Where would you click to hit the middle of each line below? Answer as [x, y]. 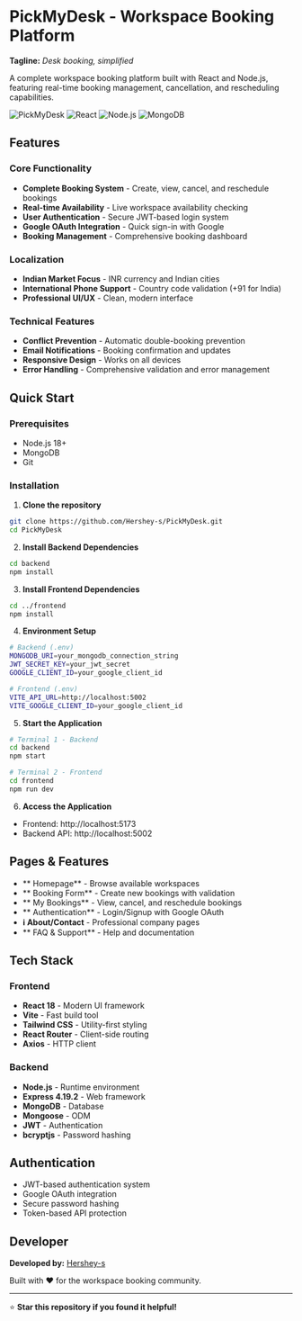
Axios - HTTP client [59, 1044]
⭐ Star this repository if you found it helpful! [93, 1308]
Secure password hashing [71, 1204]
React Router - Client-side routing [85, 1034]
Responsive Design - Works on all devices [102, 360]
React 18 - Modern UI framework [84, 1006]
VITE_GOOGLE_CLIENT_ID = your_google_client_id [96, 705]
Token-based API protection [75, 1213]
